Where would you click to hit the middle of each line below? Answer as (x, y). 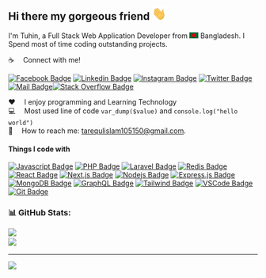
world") (21, 123)
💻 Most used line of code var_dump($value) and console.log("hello (123, 111)
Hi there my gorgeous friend (79, 16)
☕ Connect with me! (44, 59)
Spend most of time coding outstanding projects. (88, 44)
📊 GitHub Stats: (40, 213)
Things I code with (39, 149)
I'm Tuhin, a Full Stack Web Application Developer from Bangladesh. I (127, 36)
